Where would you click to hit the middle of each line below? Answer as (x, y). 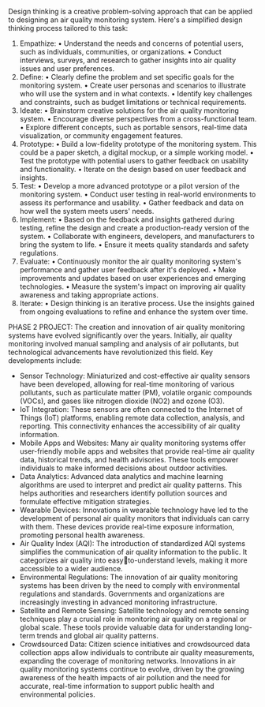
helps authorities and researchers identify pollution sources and (123, 493)
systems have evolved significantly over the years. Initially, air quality (120, 335)
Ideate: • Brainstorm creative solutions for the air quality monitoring (129, 110)
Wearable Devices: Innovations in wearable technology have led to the (134, 510)
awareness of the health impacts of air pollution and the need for (125, 677)
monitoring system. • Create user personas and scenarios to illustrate (132, 85)
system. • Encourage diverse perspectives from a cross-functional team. (138, 119)
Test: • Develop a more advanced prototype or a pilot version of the (130, 186)
